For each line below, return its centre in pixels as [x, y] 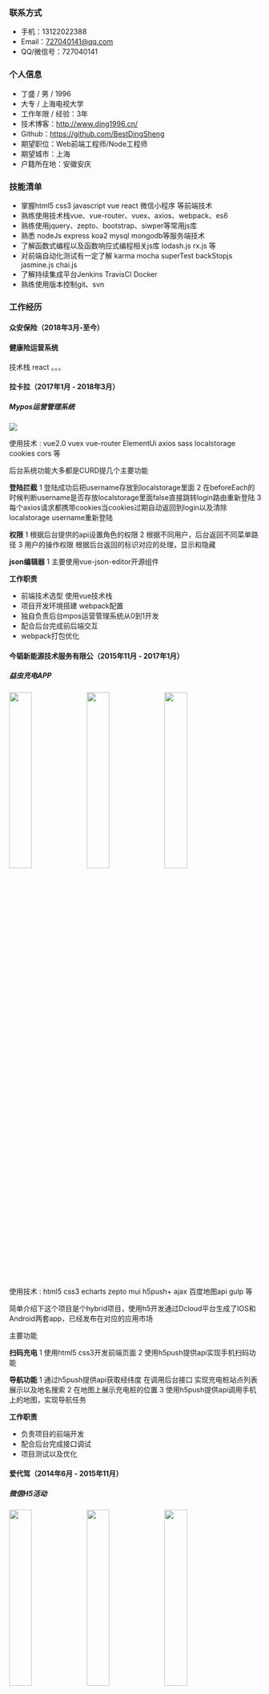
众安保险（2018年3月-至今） [56, 327]
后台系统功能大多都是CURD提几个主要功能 [79, 470]
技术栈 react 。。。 [37, 367]
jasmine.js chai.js [49, 264]
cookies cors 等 [35, 453]
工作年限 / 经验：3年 [54, 113]
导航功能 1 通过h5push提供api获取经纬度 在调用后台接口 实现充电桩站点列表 [134, 1379]
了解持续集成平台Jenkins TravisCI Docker [89, 274]
